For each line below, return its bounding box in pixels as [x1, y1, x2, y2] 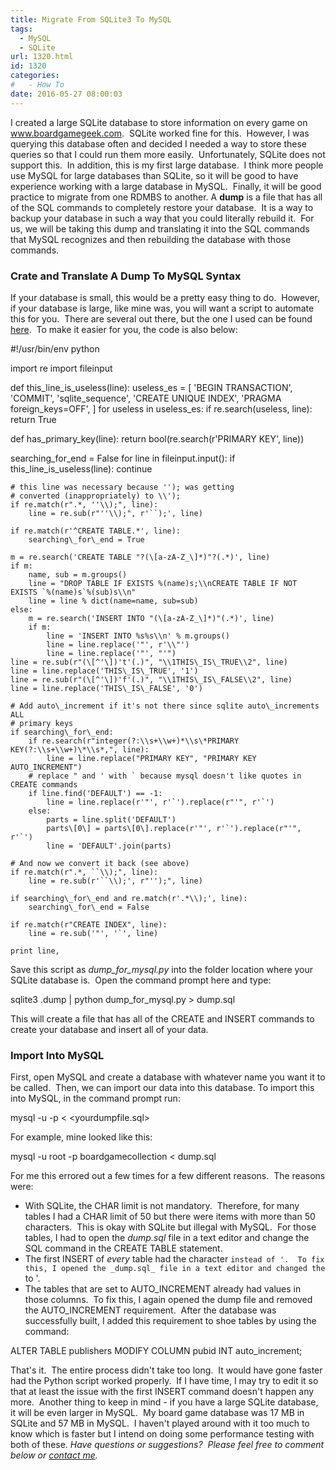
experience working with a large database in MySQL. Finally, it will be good [10, 180, 322, 192]
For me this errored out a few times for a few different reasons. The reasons [10, 1170, 326, 1182]
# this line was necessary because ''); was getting [10, 482, 235, 492]
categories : [10, 71, 60, 81]
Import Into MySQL [10, 1048, 105, 1062]
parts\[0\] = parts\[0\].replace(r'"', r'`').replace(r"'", [46, 823, 302, 833]
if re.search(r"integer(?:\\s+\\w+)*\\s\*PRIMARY [28, 736, 240, 746]
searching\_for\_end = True [28, 534, 145, 545]
